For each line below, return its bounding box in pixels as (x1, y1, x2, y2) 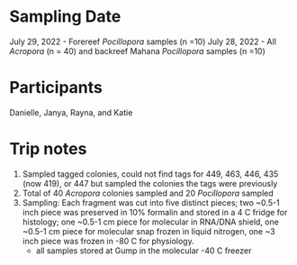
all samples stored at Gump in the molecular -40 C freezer (35, 245, 252, 256)
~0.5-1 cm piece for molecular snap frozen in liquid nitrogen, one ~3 (22, 225, 276, 236)
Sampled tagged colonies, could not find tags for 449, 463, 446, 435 (22, 169, 279, 179)
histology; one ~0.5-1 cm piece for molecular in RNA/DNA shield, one (22, 216, 279, 227)
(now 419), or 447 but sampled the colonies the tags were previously (22, 178, 278, 188)
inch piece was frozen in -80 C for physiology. (22, 235, 195, 246)
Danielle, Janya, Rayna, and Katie (9, 106, 133, 118)
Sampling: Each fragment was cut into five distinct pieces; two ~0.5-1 (22, 196, 281, 208)
